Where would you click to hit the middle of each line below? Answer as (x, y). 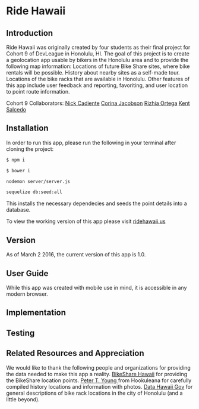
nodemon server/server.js (38, 181)
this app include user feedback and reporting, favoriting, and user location (97, 85)
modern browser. (27, 294)
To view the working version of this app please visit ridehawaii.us (86, 221)
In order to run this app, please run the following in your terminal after (91, 142)
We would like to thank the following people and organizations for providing (99, 367)
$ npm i (16, 160)
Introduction (30, 33)
